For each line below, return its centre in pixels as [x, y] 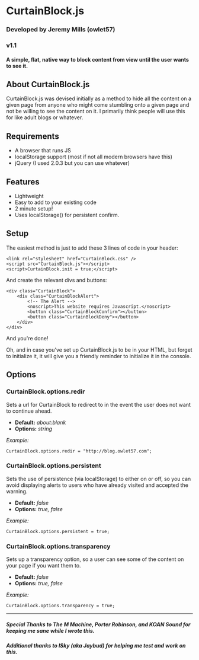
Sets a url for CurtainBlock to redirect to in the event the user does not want [99, 404]
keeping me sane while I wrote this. [50, 630]
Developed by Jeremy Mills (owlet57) [61, 30]
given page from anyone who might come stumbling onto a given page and [98, 105]
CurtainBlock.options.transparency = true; [61, 606]
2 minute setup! [34, 209]
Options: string [33, 429]
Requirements [33, 136]
